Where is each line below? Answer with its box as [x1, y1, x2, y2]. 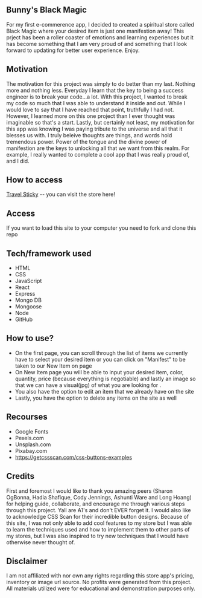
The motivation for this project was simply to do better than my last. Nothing [6, 80, 195, 87]
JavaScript [14, 278, 42, 285]
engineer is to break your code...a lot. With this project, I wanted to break [6, 93, 188, 100]
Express [14, 290, 36, 297]
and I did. [6, 157, 30, 164]
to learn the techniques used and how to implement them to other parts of [6, 525, 190, 533]
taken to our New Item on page [14, 362, 92, 369]
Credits [6, 471, 35, 481]
